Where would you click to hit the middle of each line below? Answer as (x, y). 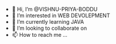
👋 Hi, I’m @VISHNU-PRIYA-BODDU (55, 9)
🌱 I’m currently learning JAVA (48, 22)
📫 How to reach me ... (39, 35)
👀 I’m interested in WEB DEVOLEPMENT (61, 15)
